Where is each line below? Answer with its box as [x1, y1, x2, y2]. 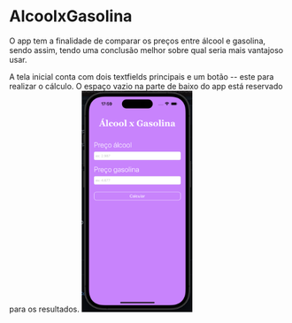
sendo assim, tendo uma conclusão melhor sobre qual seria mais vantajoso [9, 44, 284, 55]
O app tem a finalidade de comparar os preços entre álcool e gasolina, [9, 35, 266, 46]
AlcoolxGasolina [9, 6, 133, 27]
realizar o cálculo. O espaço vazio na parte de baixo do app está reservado [9, 81, 283, 91]
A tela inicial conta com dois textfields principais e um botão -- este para [9, 71, 274, 81]
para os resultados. [9, 304, 80, 314]
